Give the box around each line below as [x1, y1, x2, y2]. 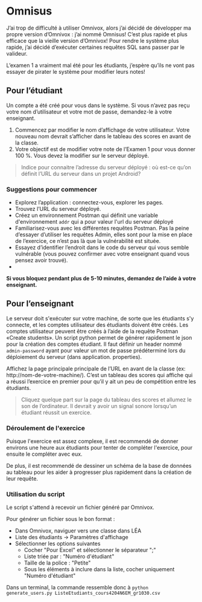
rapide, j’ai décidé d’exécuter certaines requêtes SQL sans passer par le [6, 44, 185, 51]
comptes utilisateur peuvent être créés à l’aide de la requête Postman [6, 328, 178, 335]
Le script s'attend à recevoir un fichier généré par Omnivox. [6, 503, 155, 511]
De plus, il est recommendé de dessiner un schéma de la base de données [6, 462, 192, 470]
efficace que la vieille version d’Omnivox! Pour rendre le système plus [6, 37, 179, 44]
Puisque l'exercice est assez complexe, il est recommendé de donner [6, 438, 179, 445]
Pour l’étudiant [6, 86, 63, 96]
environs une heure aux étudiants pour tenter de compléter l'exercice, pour [6, 444, 193, 451]
